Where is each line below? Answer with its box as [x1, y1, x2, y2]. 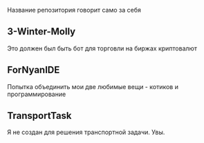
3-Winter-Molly [7, 26, 76, 37]
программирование [7, 90, 66, 98]
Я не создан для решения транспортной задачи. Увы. [7, 128, 165, 137]
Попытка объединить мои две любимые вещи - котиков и [7, 82, 178, 90]
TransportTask [7, 110, 72, 122]
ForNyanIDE [7, 64, 60, 76]
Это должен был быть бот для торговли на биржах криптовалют [7, 44, 198, 53]
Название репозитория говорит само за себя [7, 6, 142, 14]
